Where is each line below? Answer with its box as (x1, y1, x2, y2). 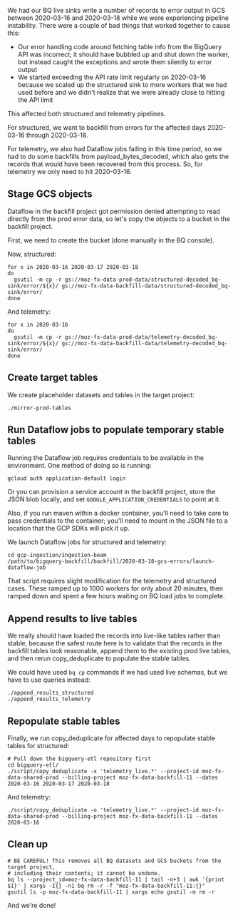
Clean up (7, 838, 48, 851)
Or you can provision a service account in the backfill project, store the (7, 488, 216, 496)
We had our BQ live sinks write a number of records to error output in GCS (7, 6, 226, 14)
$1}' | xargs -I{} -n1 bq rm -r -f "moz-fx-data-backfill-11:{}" (7, 882, 205, 889)
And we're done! (7, 901, 56, 909)
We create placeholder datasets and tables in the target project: (7, 390, 195, 399)
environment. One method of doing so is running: (7, 461, 152, 470)
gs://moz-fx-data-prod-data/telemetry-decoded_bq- (64, 333, 219, 341)
